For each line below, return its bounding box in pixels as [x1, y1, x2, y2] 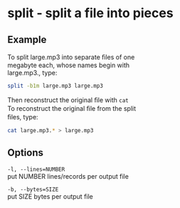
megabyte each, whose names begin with [7, 61, 130, 69]
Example [7, 34, 47, 46]
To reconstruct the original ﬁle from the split [7, 104, 137, 112]
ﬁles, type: [7, 112, 38, 121]
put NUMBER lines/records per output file [7, 172, 129, 180]
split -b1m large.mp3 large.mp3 [7, 82, 103, 89]
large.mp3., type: [7, 69, 58, 76]
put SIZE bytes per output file [7, 192, 94, 201]
